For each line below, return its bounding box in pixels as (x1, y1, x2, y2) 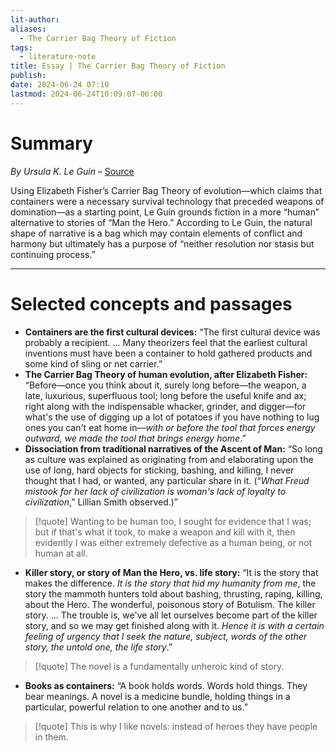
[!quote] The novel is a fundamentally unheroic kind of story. (34, 660, 285, 672)
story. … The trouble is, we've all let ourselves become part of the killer (24, 609, 318, 621)
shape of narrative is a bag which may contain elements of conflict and (10, 227, 303, 239)
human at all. (34, 547, 88, 559)
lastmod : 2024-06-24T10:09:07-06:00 (10, 89, 163, 99)
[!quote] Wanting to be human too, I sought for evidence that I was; (34, 515, 312, 527)
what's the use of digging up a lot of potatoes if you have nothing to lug (24, 411, 320, 423)
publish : (10, 71, 47, 81)
